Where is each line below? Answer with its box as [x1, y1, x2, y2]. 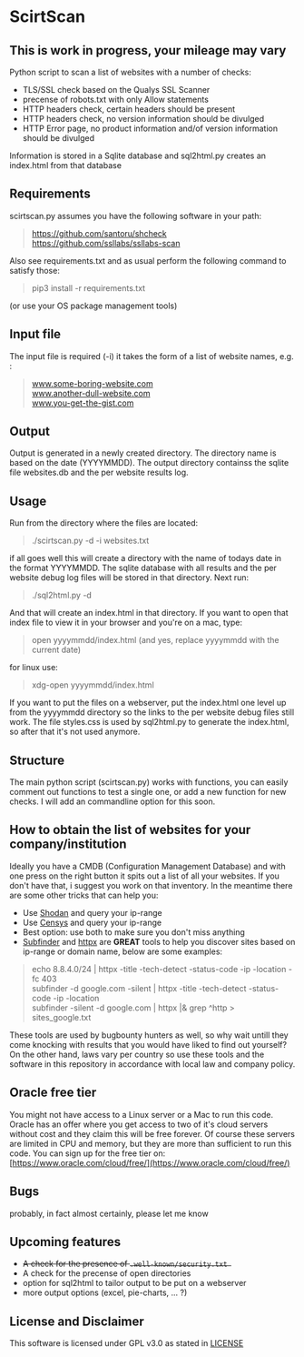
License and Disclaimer [9, 1313, 144, 1329]
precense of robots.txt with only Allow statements [22, 94, 209, 105]
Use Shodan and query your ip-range [22, 907, 163, 918]
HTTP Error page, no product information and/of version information [22, 123, 279, 134]
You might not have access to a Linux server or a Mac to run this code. [9, 1109, 274, 1120]
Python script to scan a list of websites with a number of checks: [9, 66, 252, 77]
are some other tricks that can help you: [9, 890, 159, 900]
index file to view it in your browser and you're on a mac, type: [9, 617, 243, 628]
